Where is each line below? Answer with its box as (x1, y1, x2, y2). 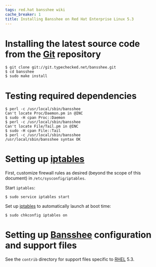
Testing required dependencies (5, 90, 137, 101)
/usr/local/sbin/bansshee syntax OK (5, 137, 81, 142)
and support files (5, 240, 77, 251)
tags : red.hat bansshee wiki (5, 7, 65, 12)
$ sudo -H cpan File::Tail (5, 128, 61, 133)
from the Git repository (5, 48, 102, 60)
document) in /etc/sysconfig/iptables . (5, 175, 86, 181)
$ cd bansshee (5, 69, 35, 75)
